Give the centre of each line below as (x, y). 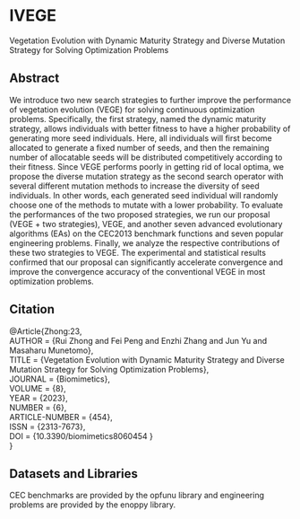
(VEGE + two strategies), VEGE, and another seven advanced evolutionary (146, 224)
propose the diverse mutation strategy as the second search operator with (146, 176)
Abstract (34, 79)
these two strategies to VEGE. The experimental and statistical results (138, 252)
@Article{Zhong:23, (46, 331)
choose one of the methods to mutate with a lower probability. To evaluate (146, 205)
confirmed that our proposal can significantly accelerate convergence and (146, 262)
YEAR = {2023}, (39, 398)
